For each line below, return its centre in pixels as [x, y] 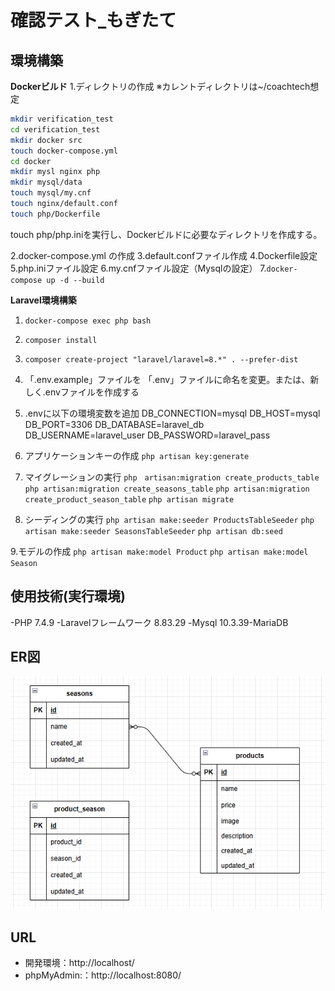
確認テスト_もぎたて [93, 20]
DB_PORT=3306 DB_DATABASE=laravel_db [114, 424]
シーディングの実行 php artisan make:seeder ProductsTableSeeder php [169, 519]
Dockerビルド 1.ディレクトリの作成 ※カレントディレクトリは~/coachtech [160, 86]
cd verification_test [55, 129]
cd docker [31, 161]
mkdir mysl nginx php [55, 172]
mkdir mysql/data [46, 182]
